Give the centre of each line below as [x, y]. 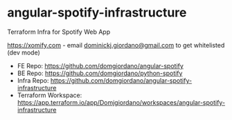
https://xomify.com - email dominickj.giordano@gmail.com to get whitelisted [116, 45]
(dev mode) [24, 52]
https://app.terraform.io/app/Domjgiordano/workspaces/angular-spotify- [121, 102]
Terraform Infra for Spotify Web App [59, 32]
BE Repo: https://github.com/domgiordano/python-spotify [100, 73]
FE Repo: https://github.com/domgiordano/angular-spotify [100, 66]
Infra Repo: [33, 80]
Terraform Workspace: [50, 95]
